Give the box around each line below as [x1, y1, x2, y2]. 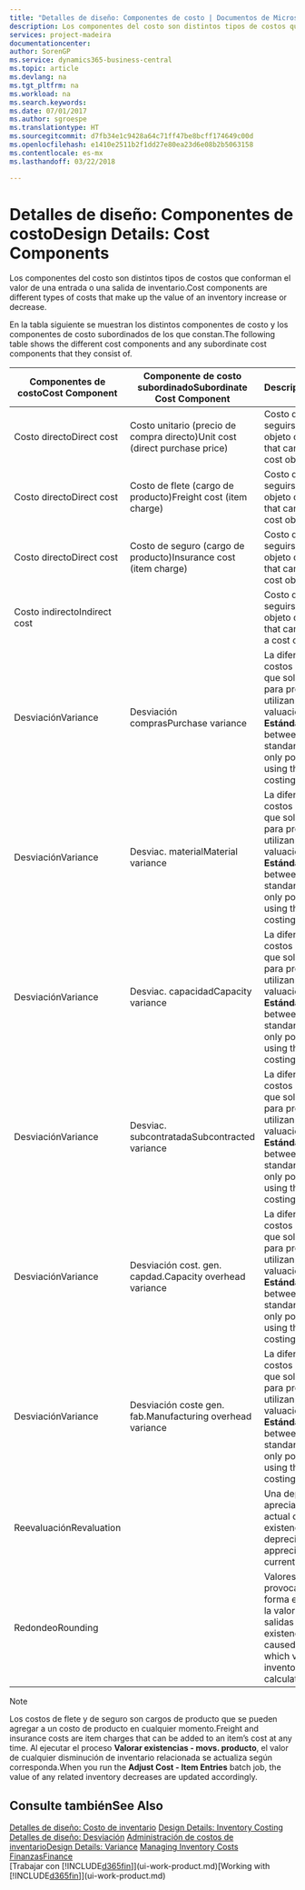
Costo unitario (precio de [130, 419, 237, 432]
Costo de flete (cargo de [130, 479, 234, 492]
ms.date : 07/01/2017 [9, 106, 88, 115]
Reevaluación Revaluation [14, 1522, 122, 1535]
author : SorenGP [9, 47, 71, 56]
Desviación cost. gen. [130, 1259, 222, 1272]
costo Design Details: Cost [9, 224, 211, 244]
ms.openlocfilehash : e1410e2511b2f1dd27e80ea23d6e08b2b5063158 [9, 140, 254, 149]
